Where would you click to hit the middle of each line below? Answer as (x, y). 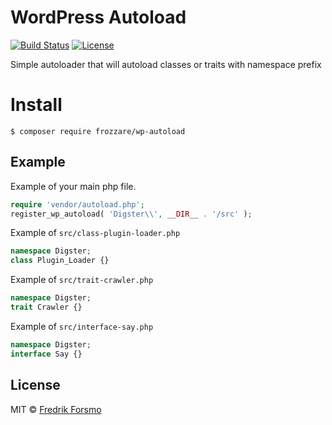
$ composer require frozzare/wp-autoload (98, 131)
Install (36, 105)
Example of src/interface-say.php (82, 326)
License (35, 385)
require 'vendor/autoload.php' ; (77, 204)
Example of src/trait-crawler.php (82, 280)
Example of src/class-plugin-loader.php (95, 233)
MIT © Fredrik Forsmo (56, 409)
